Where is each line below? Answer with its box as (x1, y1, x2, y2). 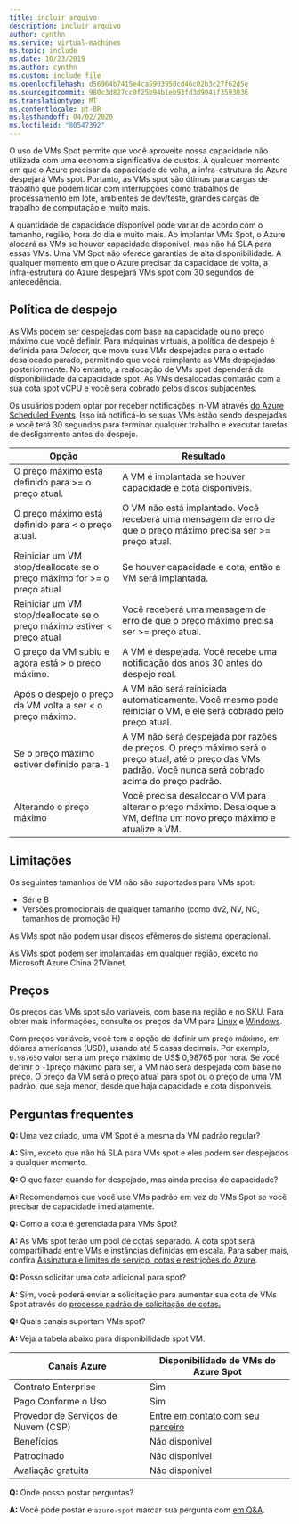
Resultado (182, 450, 226, 462)
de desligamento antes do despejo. (9, 428, 139, 439)
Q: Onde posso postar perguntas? (9, 1487, 134, 1498)
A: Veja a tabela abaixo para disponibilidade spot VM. (9, 1333, 206, 1344)
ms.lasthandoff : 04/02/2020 (9, 112, 114, 121)
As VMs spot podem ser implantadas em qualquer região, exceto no (9, 948, 259, 958)
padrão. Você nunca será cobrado (122, 764, 265, 776)
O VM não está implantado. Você (122, 501, 260, 514)
